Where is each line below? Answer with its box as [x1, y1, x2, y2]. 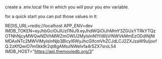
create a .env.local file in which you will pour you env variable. [5, 4, 130, 10]
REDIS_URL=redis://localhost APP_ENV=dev [5, 23, 93, 29]
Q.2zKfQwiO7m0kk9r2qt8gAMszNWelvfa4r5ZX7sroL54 [5, 44, 116, 49]
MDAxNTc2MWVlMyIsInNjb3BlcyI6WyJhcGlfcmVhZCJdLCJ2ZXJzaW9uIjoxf [5, 38, 157, 44]
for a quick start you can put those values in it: [5, 14, 98, 19]
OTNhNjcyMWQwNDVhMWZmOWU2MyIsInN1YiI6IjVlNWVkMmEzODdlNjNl [5, 33, 155, 39]
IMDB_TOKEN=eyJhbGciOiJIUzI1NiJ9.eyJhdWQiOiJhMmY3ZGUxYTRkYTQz [5, 28, 156, 33]
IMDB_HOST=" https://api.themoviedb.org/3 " [5, 48, 94, 54]
